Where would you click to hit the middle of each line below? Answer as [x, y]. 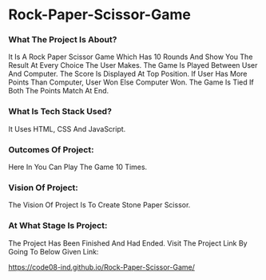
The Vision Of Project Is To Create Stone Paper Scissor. [99, 205]
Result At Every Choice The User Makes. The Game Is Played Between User [133, 65]
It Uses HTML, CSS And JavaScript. [67, 128]
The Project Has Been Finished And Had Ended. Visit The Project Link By [128, 243]
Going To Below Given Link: [54, 251]
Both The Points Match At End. [59, 91]
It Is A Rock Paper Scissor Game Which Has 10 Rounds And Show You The [131, 57]
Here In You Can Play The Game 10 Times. [78, 167]
